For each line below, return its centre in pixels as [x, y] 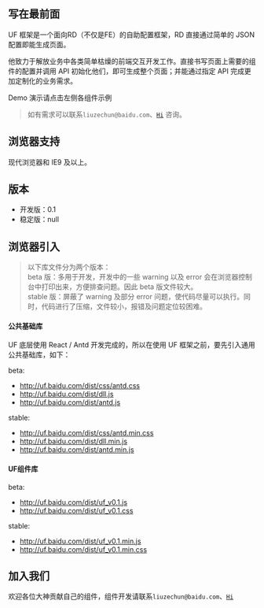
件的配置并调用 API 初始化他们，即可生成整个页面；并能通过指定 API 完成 [126, 71]
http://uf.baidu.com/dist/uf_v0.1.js [73, 502]
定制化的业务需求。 [46, 80]
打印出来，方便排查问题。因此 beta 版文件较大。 [119, 287]
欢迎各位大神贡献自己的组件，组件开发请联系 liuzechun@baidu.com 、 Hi [121, 596]
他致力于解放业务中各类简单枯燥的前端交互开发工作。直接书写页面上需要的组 [132, 61]
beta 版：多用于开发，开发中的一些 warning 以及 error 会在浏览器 [133, 277]
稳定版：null [39, 220]
